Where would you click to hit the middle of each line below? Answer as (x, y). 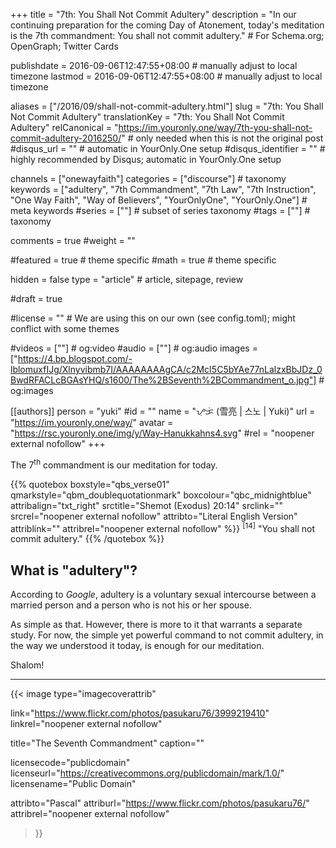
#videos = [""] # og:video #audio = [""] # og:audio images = (134, 348)
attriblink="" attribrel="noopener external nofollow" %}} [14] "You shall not (162, 527)
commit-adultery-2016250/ (66, 138)
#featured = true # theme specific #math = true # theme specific (143, 260)
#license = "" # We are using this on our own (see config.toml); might (153, 318)
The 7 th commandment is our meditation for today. (114, 464)
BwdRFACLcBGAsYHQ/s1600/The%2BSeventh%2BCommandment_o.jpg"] (163, 380)
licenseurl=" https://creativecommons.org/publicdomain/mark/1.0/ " (147, 773)
